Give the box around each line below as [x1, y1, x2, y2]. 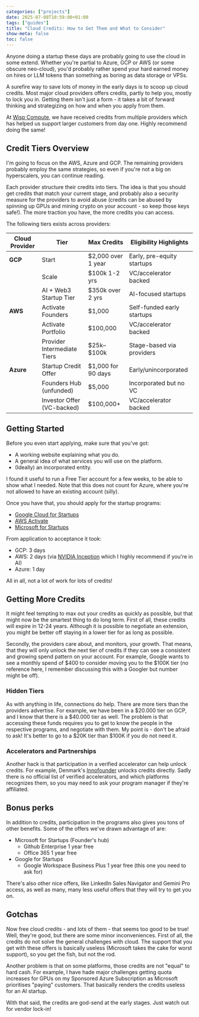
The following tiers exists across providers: [6, 220, 111, 227]
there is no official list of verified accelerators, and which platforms [6, 773, 170, 780]
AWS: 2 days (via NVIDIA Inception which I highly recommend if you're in [14, 553, 193, 560]
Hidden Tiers [6, 687, 44, 695]
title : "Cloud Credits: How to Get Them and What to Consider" [6, 25, 166, 32]
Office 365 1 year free [23, 849, 77, 856]
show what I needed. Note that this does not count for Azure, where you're [6, 481, 189, 488]
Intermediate [41, 344, 78, 353]
